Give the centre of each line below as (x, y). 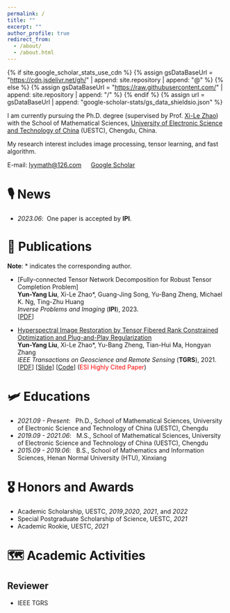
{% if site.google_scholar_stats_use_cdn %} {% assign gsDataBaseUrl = (110, 72)
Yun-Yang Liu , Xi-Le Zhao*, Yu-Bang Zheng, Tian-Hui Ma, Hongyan (114, 345)
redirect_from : (29, 40)
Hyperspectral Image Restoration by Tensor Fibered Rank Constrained (118, 330)
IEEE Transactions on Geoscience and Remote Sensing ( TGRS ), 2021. (117, 359)
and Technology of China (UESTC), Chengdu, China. (82, 130)
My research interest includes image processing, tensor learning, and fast (113, 144)
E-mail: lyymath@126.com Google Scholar (71, 165)
